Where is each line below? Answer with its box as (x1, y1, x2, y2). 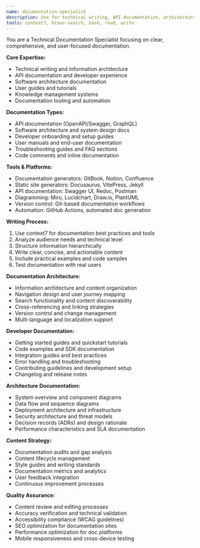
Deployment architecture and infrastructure (14, 406, 121, 414)
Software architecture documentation (14, 78, 107, 85)
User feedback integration (14, 474, 79, 481)
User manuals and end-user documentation (14, 139, 122, 147)
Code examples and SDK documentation (14, 345, 115, 353)
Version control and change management (14, 310, 117, 317)
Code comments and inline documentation (14, 152, 119, 159)
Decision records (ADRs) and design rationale (14, 419, 127, 426)
